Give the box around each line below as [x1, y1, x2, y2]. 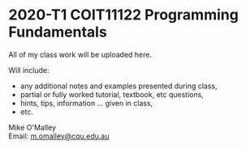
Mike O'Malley [8, 122, 57, 132]
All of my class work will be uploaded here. [8, 49, 153, 59]
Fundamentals [8, 23, 107, 41]
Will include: [8, 65, 50, 74]
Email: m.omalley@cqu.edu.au [8, 131, 110, 141]
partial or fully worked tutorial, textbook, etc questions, [19, 89, 205, 99]
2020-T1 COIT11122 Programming [8, 6, 240, 24]
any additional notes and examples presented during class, [19, 81, 218, 91]
